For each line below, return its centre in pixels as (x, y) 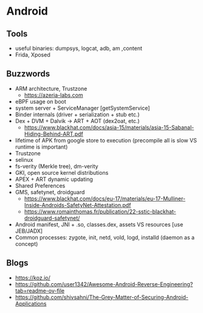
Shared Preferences (40, 185)
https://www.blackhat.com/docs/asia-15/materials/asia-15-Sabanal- (109, 127)
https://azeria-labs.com (53, 95)
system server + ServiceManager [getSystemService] (82, 108)
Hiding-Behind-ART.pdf (54, 134)
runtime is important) (41, 147)
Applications (31, 303)
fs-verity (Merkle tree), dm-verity (57, 166)
